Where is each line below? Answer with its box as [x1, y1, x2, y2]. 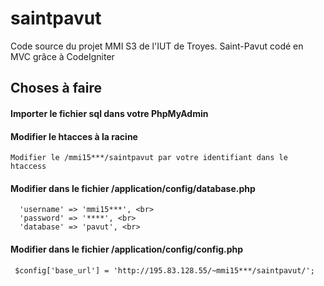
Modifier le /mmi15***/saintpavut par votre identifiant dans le [10, 153, 288, 163]
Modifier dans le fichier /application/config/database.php [10, 182, 256, 194]
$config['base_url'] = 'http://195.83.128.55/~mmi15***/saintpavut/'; [14, 265, 315, 276]
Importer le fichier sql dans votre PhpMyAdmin [10, 107, 209, 119]
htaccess [10, 162, 47, 172]
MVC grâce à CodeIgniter [10, 50, 115, 62]
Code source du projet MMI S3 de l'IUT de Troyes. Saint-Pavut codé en [10, 40, 304, 52]
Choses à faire [10, 80, 103, 97]
